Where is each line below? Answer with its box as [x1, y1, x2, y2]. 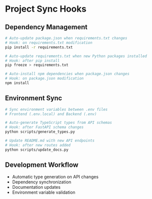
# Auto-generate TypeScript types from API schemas [5, 120, 112, 125]
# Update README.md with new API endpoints [5, 138, 95, 143]
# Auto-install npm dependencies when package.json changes [5, 72, 130, 77]
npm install [5, 80, 29, 85]
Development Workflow [5, 161, 79, 169]
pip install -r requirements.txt [5, 45, 73, 50]
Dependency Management [5, 23, 88, 31]
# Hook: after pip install [5, 58, 60, 63]
